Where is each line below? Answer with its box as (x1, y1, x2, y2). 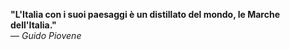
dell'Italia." (10, 19, 57, 31)
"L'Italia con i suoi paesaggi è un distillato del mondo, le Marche (10, 9, 281, 20)
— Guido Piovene (10, 30, 82, 41)
